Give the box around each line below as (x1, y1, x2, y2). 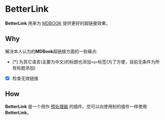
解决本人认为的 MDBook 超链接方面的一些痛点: (5, 48, 98, 54)
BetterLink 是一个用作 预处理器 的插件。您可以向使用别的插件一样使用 (5, 103, 147, 109)
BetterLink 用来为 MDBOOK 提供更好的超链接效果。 (5, 20, 110, 26)
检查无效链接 (12, 75, 38, 81)
